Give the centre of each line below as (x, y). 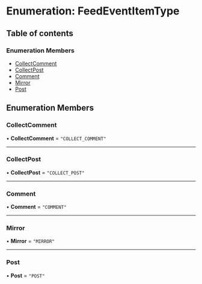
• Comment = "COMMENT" (37, 207)
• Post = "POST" (26, 276)
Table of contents (40, 33)
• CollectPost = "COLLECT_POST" (45, 172)
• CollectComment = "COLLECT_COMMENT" (56, 138)
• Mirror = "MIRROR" (31, 241)
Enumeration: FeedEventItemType (93, 11)
